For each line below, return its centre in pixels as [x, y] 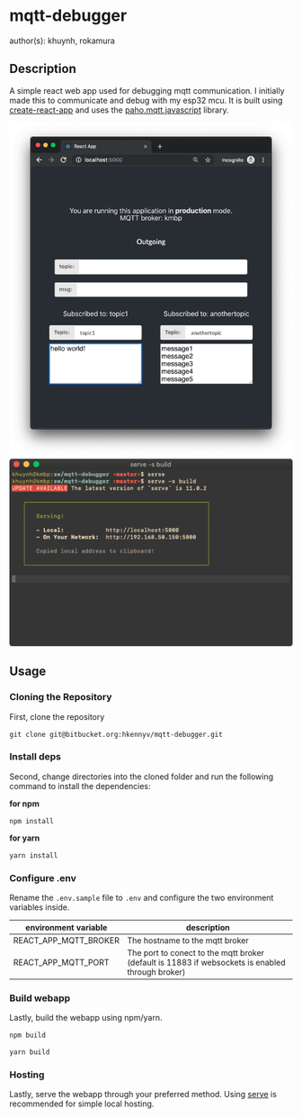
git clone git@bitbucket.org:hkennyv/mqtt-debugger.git [116, 734]
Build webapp [40, 998]
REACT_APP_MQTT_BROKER [66, 940]
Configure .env [43, 877]
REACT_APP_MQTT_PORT [61, 963]
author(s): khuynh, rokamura [62, 41]
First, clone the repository [57, 716]
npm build [28, 1035]
